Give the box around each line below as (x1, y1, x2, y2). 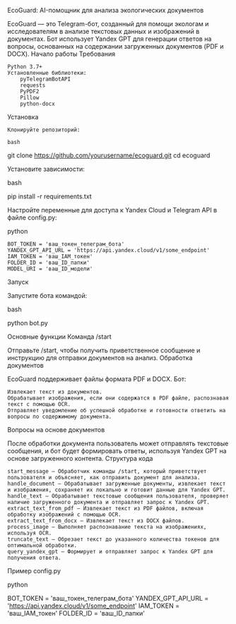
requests (20, 82, 46, 89)
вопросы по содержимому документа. (7, 413, 112, 420)
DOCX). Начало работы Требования (7, 49, 116, 58)
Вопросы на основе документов (7, 426, 105, 433)
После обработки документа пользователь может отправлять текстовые (7, 439, 229, 448)
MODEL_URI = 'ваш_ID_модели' (7, 265, 93, 272)
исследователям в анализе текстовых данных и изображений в (7, 28, 200, 35)
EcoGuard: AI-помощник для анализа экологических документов (7, 6, 204, 14)
